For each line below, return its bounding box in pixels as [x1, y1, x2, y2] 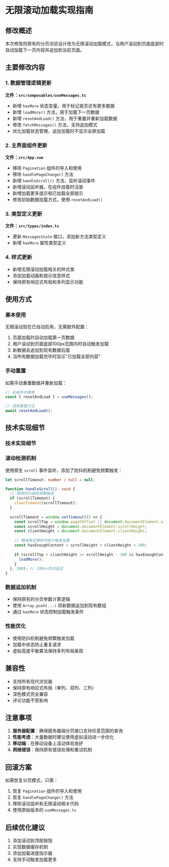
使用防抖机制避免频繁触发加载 [12, 635, 74, 641]
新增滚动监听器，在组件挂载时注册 [12, 184, 83, 190]
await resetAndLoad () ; [5, 409, 53, 414]
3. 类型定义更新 [5, 210, 43, 217]
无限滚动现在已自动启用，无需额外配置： [5, 324, 89, 330]
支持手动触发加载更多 [12, 856, 57, 862]
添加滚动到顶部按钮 [12, 838, 53, 844]
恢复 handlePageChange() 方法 [12, 794, 74, 800]
